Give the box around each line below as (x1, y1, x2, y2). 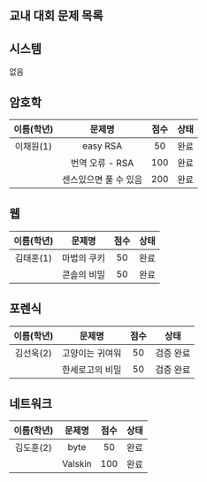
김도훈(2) (14, 441, 53, 454)
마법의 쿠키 (61, 251, 106, 264)
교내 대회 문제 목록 (9, 8, 103, 24)
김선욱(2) (14, 347, 53, 359)
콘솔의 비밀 (61, 268, 106, 280)
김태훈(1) (14, 251, 53, 264)
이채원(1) (14, 141, 53, 153)
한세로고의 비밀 (61, 363, 122, 376)
